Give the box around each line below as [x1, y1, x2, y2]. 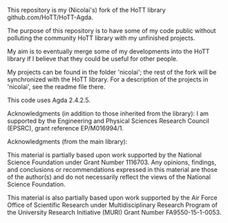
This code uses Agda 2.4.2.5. [7, 96, 91, 104]
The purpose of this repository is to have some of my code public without [7, 27, 216, 35]
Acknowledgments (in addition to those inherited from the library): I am [7, 110, 209, 117]
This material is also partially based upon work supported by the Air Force [7, 193, 218, 202]
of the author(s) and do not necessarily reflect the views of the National [7, 173, 211, 181]
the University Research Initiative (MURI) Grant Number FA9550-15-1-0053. [7, 209, 222, 216]
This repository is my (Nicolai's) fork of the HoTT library [7, 6, 166, 14]
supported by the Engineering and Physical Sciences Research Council [7, 117, 209, 125]
